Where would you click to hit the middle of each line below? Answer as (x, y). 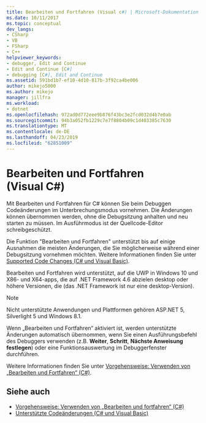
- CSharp (17, 35)
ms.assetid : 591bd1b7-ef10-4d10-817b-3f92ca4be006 (72, 80)
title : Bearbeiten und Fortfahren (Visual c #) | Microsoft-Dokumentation (103, 12)
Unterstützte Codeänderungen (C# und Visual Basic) (82, 413)
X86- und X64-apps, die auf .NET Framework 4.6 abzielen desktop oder (97, 279)
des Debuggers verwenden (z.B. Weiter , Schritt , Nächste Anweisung (95, 341)
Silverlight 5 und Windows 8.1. (44, 316)
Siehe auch (28, 392)
